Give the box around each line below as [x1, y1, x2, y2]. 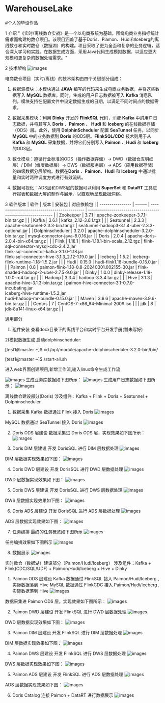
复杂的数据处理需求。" [22, 54, 68, 60]
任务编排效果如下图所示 [5, 539, 53, 545]
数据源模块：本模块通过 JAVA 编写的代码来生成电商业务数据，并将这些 [12, 86, 156, 92]
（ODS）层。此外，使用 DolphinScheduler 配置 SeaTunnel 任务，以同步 [12, 127, 160, 133]
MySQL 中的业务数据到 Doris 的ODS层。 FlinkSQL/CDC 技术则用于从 [12, 133, 151, 139]
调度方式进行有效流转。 [38, 174, 86, 180]
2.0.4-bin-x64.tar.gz [5, 238, 46, 244]
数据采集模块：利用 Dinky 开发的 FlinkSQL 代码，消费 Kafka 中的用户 [12, 115, 153, 121]
